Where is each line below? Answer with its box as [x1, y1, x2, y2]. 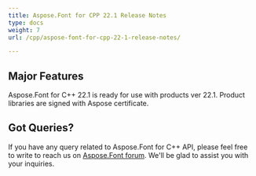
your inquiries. [8, 159, 55, 168]
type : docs [8, 19, 44, 27]
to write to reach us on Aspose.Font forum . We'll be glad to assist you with [8, 150, 249, 159]
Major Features [8, 69, 84, 82]
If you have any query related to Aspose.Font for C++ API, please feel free [8, 142, 248, 152]
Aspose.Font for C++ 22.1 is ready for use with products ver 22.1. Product [8, 90, 246, 100]
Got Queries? [8, 121, 75, 134]
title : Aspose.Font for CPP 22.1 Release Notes [8, 11, 167, 20]
